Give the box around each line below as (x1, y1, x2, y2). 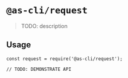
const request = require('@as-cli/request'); (6, 56, 123, 62)
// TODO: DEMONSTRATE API (6, 66, 71, 72)
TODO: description (21, 22, 68, 29)
